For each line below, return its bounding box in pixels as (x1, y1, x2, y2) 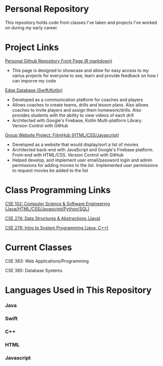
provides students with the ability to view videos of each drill (12, 112, 134, 118)
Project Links (5, 42, 59, 53)
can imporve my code (12, 78, 56, 83)
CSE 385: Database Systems (5, 267, 63, 273)
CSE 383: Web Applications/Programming (5, 258, 89, 264)
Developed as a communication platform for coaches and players (12, 97, 144, 102)
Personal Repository (5, 3, 89, 15)
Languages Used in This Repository (5, 285, 152, 296)
